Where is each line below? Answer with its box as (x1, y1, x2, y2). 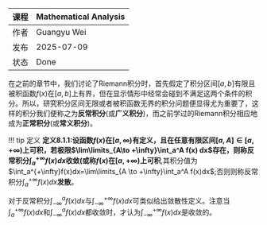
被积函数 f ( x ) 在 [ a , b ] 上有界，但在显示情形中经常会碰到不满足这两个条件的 (8, 89, 246, 98)
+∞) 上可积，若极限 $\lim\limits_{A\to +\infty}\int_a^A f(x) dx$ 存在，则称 (8, 145, 248, 154)
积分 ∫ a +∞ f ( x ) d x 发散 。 (8, 176, 79, 188)
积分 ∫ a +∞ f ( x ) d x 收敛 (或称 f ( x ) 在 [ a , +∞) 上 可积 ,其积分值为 (14, 154, 198, 167)
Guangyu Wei (36, 27, 87, 37)
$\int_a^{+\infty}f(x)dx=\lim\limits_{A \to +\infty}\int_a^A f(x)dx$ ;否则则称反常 (8, 167, 258, 177)
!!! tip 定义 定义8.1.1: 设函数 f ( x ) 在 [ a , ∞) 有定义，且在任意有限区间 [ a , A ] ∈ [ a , (8, 135, 254, 145)
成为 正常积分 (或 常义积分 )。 (8, 118, 98, 128)
